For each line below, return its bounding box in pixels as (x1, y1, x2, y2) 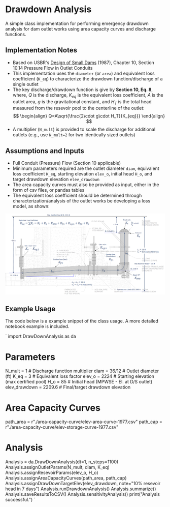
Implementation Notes (5, 46, 78, 54)
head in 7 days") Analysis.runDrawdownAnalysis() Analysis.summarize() (5, 486, 156, 492)
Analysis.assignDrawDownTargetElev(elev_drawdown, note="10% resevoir (5, 481, 161, 487)
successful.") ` (5, 497, 36, 503)
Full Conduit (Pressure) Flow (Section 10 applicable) (12, 160, 121, 166)
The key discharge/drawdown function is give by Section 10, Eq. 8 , (12, 86, 153, 93)
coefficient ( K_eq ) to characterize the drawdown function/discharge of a (12, 75, 163, 82)
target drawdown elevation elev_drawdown (12, 176, 100, 183)
